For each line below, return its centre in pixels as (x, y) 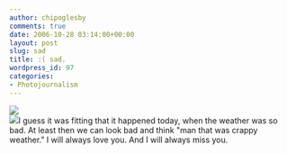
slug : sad (28, 51)
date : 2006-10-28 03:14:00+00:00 (72, 34)
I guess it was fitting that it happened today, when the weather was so (148, 120)
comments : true (38, 26)
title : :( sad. (38, 59)
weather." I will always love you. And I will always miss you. (119, 140)
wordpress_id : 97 (42, 68)
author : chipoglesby (48, 18)
